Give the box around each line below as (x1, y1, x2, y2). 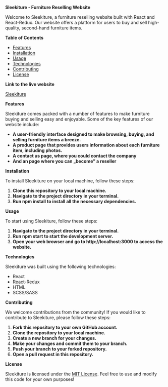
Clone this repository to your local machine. (12, 187, 107, 193)
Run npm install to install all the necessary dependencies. (12, 199, 136, 204)
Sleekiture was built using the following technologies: (5, 263, 116, 269)
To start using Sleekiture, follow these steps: (5, 218, 97, 224)
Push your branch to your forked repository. (12, 346, 107, 352)
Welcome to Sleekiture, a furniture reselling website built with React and (5, 14, 155, 20)
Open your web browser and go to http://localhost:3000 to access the (12, 239, 163, 245)
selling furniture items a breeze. (12, 137, 81, 142)
